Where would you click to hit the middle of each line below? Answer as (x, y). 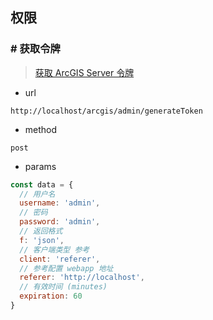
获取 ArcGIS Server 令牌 (84, 72)
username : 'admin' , (60, 203)
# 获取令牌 (35, 49)
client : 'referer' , (60, 259)
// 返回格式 (41, 231)
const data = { (42, 184)
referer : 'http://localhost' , (82, 278)
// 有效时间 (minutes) (63, 287)
